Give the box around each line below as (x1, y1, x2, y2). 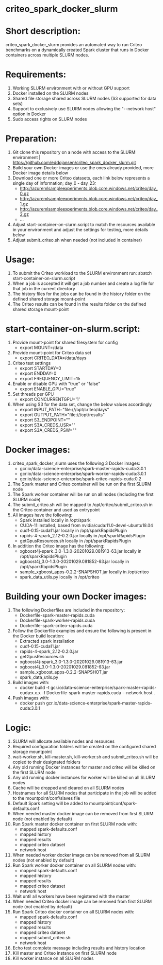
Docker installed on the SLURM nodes (12, 90, 89, 96)
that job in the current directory (12, 285, 75, 291)
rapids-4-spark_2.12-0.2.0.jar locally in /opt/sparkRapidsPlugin (19, 532, 146, 538)
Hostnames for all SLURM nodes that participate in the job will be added (12, 790, 157, 796)
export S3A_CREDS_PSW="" (19, 427, 77, 433)
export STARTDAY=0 (19, 365, 62, 371)
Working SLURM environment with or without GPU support (12, 85, 130, 91)
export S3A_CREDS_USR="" (19, 422, 76, 428)
